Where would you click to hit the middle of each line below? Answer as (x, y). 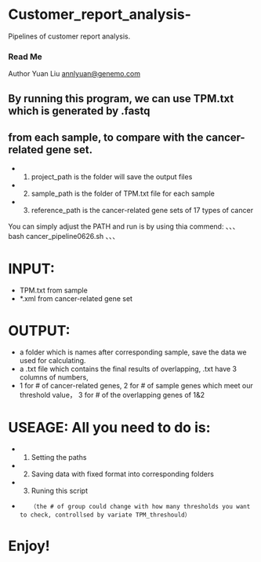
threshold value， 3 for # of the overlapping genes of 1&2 (112, 395)
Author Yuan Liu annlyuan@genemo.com (74, 74)
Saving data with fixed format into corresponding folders (122, 474)
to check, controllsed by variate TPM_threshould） (105, 515)
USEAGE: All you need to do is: (109, 427)
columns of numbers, (54, 377)
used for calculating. (53, 361)
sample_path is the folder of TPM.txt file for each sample (123, 193)
